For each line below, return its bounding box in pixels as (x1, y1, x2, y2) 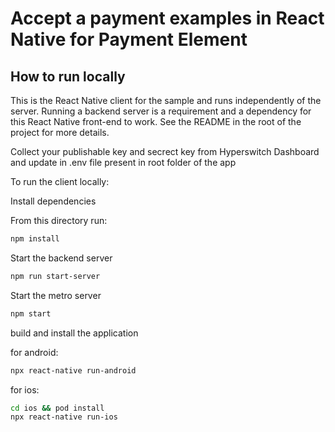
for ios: (10, 383, 40, 396)
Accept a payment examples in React (10, 7, 325, 30)
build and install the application (10, 327, 139, 339)
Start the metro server (10, 289, 102, 301)
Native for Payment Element (10, 28, 248, 51)
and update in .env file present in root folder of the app (10, 157, 237, 168)
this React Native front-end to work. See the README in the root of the (10, 116, 302, 127)
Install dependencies (10, 195, 97, 207)
